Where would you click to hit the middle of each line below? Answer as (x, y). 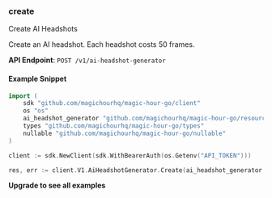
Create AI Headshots (43, 29)
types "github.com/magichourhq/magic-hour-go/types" (114, 126)
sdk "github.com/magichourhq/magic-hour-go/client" (112, 103)
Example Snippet (38, 78)
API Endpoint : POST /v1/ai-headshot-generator (87, 60)
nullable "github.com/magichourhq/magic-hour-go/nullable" (125, 133)
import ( (23, 96)
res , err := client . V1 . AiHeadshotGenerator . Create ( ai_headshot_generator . (137, 170)
